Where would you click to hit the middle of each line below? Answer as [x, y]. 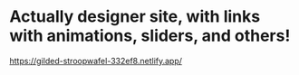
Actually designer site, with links [135, 17]
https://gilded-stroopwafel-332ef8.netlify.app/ [96, 61]
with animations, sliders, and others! [150, 36]
